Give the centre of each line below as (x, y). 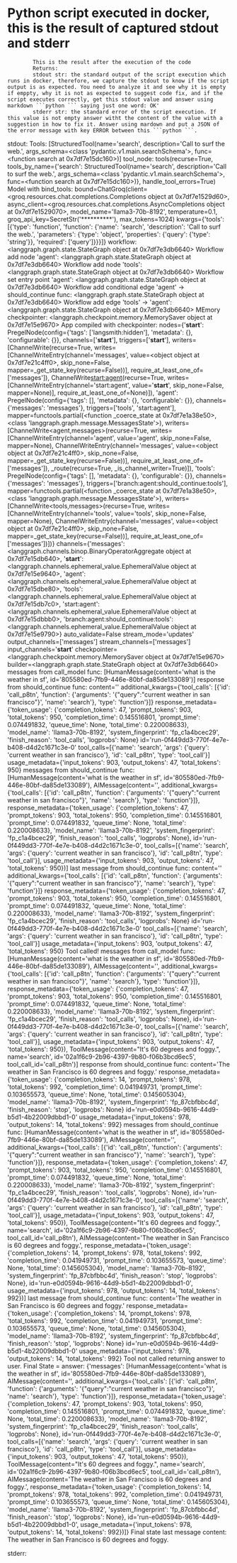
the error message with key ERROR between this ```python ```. (103, 130)
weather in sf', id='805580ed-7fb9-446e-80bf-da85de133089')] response (116, 679)
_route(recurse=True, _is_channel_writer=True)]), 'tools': (133, 468)
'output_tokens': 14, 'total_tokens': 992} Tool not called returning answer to (116, 1358)
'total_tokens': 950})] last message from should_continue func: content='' (115, 868)
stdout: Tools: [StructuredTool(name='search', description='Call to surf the (116, 143)
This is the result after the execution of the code (112, 62)
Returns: (46, 68)
